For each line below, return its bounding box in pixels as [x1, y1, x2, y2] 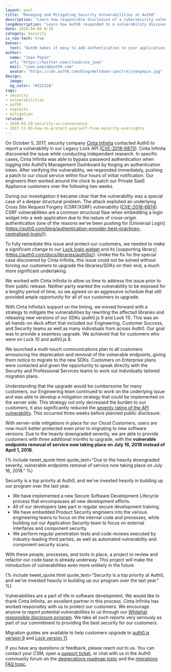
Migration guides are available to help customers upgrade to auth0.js [5, 629, 150, 635]
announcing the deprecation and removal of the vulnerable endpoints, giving [5, 351, 166, 357]
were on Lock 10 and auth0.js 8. [5, 336, 72, 342]
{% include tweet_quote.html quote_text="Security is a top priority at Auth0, [5, 572, 164, 578]
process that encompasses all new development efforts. [12, 498, 131, 504]
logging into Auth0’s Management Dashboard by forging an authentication [5, 161, 161, 167]
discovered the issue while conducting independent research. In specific [5, 151, 158, 157]
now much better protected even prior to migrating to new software [5, 425, 147, 431]
